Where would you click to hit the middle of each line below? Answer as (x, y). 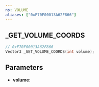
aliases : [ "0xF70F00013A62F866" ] (41, 15)
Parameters (24, 67)
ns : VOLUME (17, 10)
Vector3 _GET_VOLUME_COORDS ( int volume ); (50, 52)
